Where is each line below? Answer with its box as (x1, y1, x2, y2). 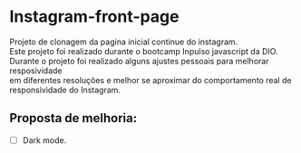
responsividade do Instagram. (9, 84, 121, 95)
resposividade (9, 65, 63, 76)
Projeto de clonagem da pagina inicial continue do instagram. (9, 36, 238, 47)
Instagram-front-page (9, 6, 180, 27)
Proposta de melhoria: (9, 110, 138, 126)
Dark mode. (22, 134, 67, 146)
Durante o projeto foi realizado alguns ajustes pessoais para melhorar (9, 55, 269, 66)
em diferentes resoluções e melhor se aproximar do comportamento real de (9, 74, 292, 85)
